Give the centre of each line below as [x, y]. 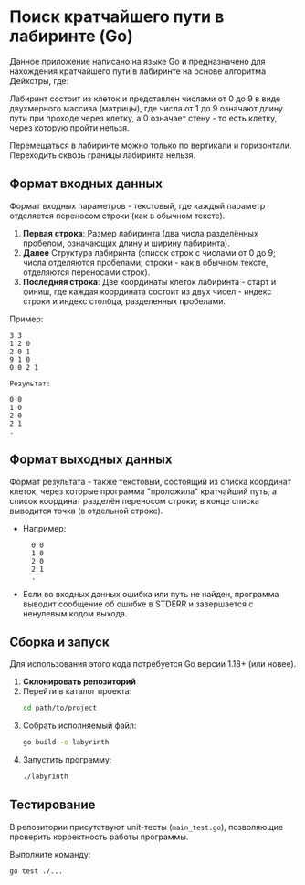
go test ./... [37, 871]
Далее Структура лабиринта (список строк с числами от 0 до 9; [149, 252]
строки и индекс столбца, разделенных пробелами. [124, 301]
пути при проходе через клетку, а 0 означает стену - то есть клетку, [143, 118]
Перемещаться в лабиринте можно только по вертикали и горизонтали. [151, 145]
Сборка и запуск [59, 642]
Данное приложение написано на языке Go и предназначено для [137, 61]
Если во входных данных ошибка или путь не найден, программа [151, 594]
